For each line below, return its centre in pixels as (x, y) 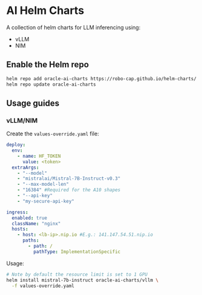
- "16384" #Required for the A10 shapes (69, 190)
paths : (31, 240)
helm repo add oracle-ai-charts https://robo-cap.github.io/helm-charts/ (102, 79)
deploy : (16, 145)
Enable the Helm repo (48, 65)
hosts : (20, 229)
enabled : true (29, 218)
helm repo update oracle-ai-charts (51, 84)
